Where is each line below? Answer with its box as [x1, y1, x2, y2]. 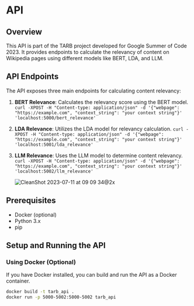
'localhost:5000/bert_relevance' [14, 115, 96, 121]
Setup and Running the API [6, 240, 106, 250]
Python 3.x [14, 217, 41, 224]
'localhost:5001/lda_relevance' [14, 142, 93, 147]
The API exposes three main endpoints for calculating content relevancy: [6, 87, 181, 94]
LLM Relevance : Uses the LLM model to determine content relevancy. [14, 152, 183, 159]
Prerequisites [6, 195, 56, 205]
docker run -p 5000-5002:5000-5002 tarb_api [6, 294, 116, 300]
